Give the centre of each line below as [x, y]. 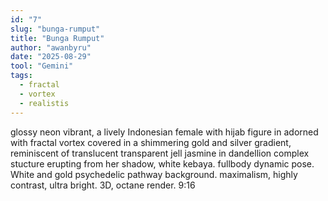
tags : [21, 76]
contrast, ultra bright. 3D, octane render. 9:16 [103, 185]
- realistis [44, 103]
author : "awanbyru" [51, 47]
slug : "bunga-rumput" [55, 29]
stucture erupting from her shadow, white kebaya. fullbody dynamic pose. [162, 163]
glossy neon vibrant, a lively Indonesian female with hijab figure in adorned [164, 132]
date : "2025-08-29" [51, 57]
